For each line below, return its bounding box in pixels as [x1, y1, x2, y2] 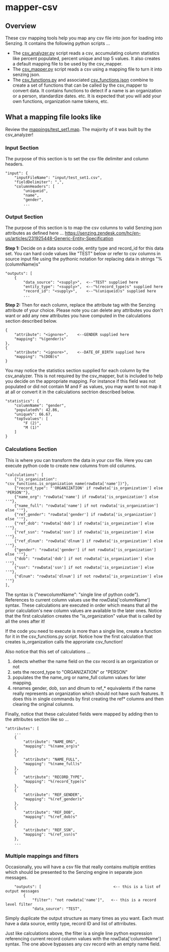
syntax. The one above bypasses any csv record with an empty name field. [5, 941, 161, 947]
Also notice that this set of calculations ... [5, 648, 91, 654]
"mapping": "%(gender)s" [14, 337, 66, 342]
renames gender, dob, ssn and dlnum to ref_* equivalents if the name [12, 685, 156, 691]
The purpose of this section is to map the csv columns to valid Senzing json [5, 225, 162, 231]
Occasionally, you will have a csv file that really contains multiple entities [5, 864, 156, 870]
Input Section [5, 144, 39, 151]
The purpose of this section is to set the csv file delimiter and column [5, 156, 149, 162]
